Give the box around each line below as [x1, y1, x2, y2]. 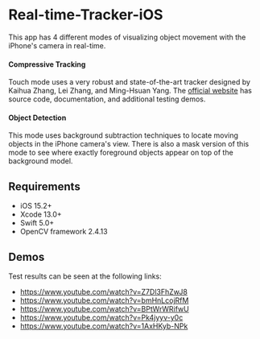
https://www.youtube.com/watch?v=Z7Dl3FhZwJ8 [19, 287, 188, 296]
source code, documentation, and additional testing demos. [8, 94, 206, 104]
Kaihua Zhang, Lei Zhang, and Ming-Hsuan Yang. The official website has [8, 86, 252, 96]
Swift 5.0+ [19, 218, 55, 228]
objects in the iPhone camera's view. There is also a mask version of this [8, 139, 250, 149]
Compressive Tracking [8, 59, 86, 69]
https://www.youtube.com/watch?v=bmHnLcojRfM [19, 296, 189, 305]
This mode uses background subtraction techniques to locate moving [8, 130, 239, 140]
